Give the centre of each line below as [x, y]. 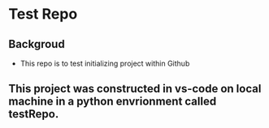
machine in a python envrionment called [113, 102]
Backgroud [37, 44]
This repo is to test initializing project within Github [105, 63]
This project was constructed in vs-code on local [135, 89]
